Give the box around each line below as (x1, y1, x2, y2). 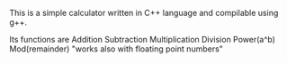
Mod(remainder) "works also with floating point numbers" (9, 43, 223, 54)
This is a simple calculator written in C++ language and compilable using (9, 8, 279, 18)
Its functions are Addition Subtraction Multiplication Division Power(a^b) (9, 35, 276, 44)
